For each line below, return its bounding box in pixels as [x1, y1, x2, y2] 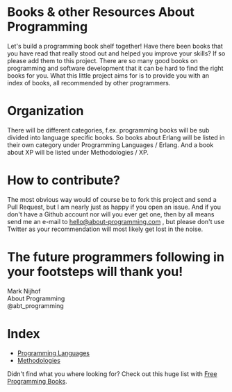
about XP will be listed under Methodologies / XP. [7, 148, 149, 156]
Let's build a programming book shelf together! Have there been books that [7, 42, 224, 50]
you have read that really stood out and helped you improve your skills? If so [7, 49, 226, 58]
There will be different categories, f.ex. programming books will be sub [7, 126, 210, 134]
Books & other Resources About [7, 4, 195, 20]
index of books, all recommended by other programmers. [7, 78, 171, 87]
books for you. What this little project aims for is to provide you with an [7, 71, 210, 80]
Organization [7, 103, 84, 119]
